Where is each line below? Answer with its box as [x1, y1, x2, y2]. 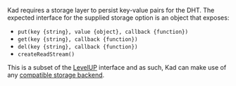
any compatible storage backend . [7, 70, 105, 79]
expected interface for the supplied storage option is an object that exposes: [7, 13, 230, 22]
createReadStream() [17, 51, 75, 58]
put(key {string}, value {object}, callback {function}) [17, 28, 189, 35]
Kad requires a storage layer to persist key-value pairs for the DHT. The [7, 6, 215, 14]
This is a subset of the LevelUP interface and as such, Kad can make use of [7, 63, 227, 71]
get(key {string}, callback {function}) [17, 36, 138, 43]
